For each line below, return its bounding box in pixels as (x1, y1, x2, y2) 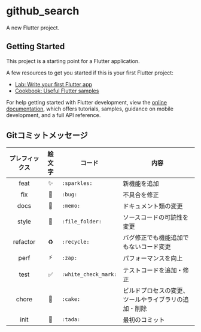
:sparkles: (62, 180, 93, 187)
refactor (13, 237, 36, 246)
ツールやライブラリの (123, 295, 184, 304)
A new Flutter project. (6, 24, 60, 31)
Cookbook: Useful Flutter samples (14, 87, 99, 94)
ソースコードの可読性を (123, 213, 189, 222)
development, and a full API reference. (6, 111, 101, 118)
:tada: (62, 316, 81, 322)
